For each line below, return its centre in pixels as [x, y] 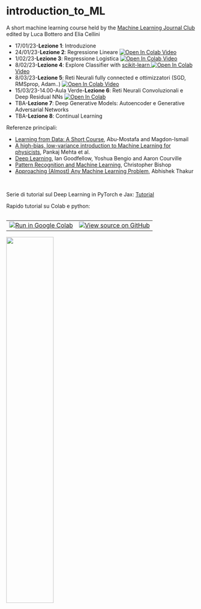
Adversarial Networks [42, 109]
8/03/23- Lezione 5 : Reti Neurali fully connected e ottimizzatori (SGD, [100, 77]
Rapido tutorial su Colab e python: [48, 206]
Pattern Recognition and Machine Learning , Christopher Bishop [93, 165]
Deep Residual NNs [39, 97]
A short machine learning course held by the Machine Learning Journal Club [100, 28]
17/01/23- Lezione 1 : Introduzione [55, 46]
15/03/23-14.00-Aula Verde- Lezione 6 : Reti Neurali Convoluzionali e [99, 90]
